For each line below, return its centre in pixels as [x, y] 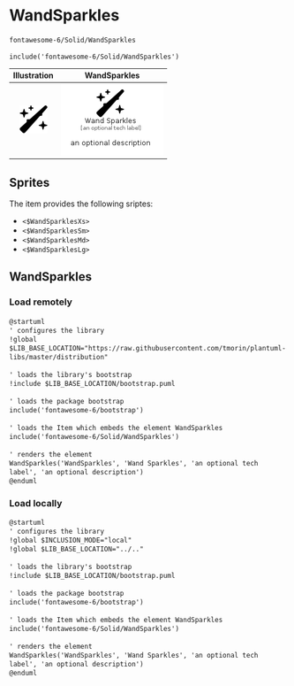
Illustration [34, 75]
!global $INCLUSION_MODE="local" [71, 540]
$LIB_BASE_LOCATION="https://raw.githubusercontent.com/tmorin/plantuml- [148, 348]
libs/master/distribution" [59, 357]
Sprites [30, 182]
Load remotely [41, 302]
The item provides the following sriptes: [81, 204]
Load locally [36, 503]
